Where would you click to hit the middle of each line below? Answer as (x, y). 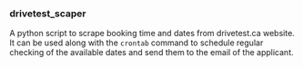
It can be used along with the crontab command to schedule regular (136, 43)
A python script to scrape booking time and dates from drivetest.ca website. (152, 33)
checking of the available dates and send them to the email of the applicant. (151, 53)
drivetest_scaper (48, 14)
